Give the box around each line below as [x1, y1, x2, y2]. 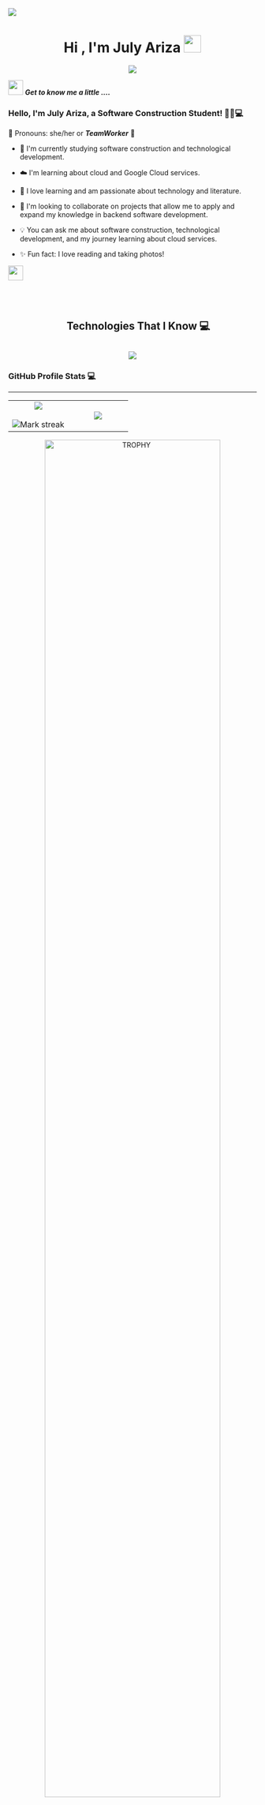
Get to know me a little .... [24, 87, 110, 97]
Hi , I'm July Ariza [63, 39, 181, 57]
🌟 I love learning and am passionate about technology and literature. [19, 186, 242, 196]
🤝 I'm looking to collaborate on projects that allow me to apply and [19, 201, 235, 212]
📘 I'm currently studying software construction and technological [19, 144, 231, 153]
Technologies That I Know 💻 [66, 319, 211, 332]
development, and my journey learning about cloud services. [19, 234, 218, 244]
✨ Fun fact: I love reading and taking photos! [19, 249, 165, 259]
